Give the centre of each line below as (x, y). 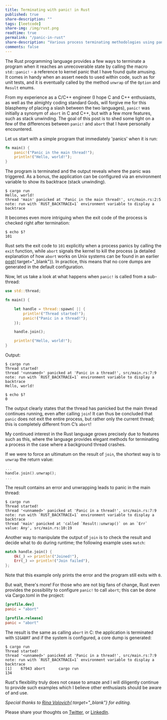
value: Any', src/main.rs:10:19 (39, 528)
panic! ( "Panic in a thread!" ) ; (55, 318)
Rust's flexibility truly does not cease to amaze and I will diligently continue (82, 682)
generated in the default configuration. (45, 267)
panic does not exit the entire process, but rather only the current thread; (80, 419)
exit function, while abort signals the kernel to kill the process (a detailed (80, 251)
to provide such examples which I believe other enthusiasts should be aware (83, 687)
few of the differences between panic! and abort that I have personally (78, 124)
